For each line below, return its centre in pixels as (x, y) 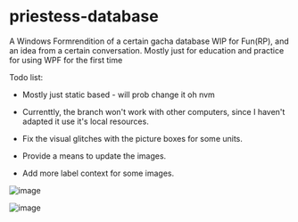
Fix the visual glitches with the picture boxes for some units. (132, 138)
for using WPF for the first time (66, 60)
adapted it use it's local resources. (85, 121)
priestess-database (84, 16)
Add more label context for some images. (98, 173)
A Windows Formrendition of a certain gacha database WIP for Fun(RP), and (149, 41)
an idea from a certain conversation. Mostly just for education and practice (147, 50)
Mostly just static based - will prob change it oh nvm (119, 95)
